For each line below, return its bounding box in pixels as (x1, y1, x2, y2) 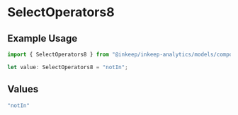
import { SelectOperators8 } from (7, 51, 110, 58)
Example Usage (7, 32, 78, 44)
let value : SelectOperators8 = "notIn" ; (7, 63, 129, 71)
